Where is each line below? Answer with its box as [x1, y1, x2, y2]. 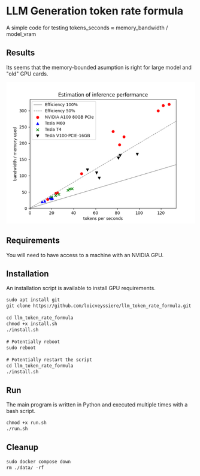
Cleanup [6, 442, 39, 452]
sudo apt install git [6, 297, 60, 303]
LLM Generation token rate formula [6, 4, 184, 18]
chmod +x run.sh [6, 420, 47, 426]
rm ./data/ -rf [6, 465, 44, 471]
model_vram [6, 30, 37, 37]
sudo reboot [6, 345, 36, 351]
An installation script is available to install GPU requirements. [6, 285, 156, 292]
